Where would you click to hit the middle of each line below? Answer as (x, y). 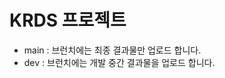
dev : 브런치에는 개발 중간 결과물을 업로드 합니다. (119, 62)
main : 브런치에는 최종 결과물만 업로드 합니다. (112, 50)
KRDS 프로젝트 (68, 20)
